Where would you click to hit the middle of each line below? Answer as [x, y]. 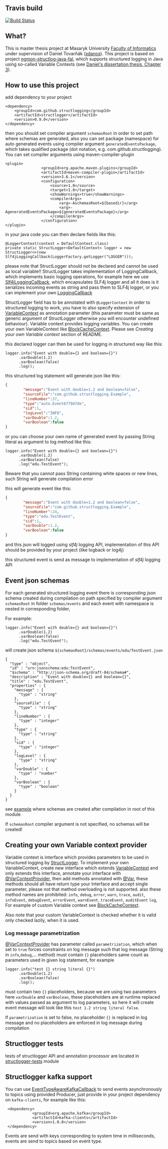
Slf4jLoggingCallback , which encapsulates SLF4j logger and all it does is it [82, 282]
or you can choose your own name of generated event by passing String [80, 437]
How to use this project [42, 85]
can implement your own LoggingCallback [49, 293]
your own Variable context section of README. [54, 334]
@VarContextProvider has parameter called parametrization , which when [81, 944]
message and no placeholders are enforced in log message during [74, 1023]
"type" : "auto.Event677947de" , [55, 404]
